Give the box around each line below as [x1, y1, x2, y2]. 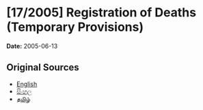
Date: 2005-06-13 [6, 42, 58, 50]
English [16, 80, 38, 88]
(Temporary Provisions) [6, 19, 144, 35]
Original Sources [6, 61, 79, 73]
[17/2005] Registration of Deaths [6, 5, 196, 20]
